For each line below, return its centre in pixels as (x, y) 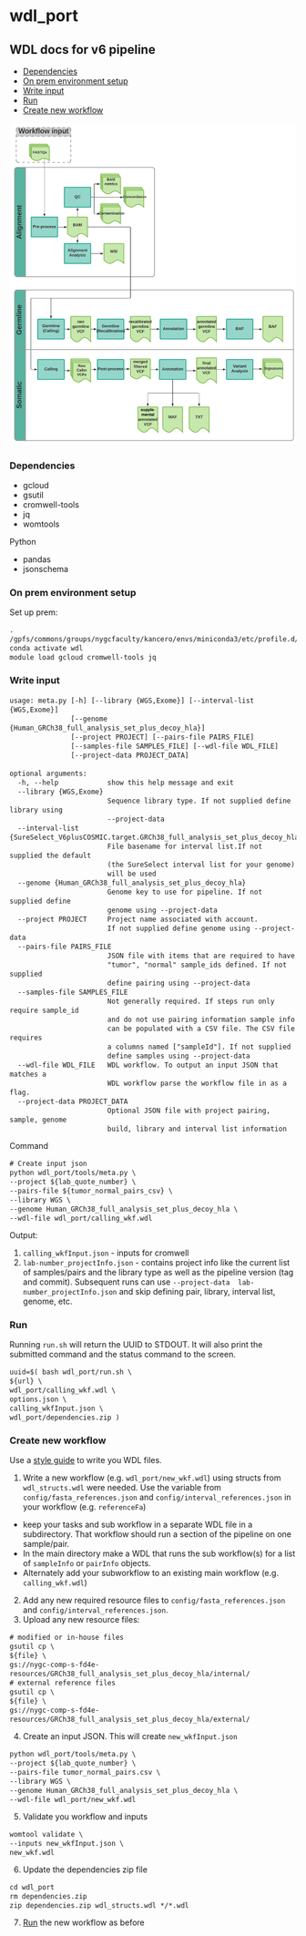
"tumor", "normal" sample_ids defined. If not (197, 965)
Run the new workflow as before (83, 1922)
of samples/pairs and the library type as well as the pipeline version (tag (158, 1272)
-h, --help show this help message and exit (126, 783)
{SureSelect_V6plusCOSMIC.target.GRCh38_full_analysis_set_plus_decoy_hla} (156, 837)
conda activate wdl (46, 649)
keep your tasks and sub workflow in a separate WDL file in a (138, 1525)
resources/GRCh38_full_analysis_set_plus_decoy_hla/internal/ (130, 1674)
